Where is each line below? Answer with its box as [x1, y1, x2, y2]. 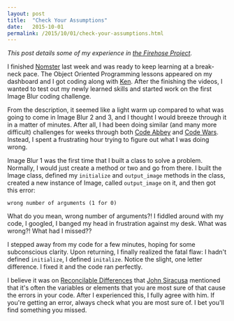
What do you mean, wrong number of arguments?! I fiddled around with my [7, 212, 224, 220]
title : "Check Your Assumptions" [7, 17, 108, 24]
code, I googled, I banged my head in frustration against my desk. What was [7, 220, 227, 228]
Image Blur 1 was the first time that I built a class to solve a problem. [7, 157, 203, 165]
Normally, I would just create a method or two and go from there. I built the [7, 164, 222, 172]
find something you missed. [7, 306, 87, 315]
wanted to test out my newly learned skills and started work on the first [7, 85, 212, 93]
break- [195, 62, 214, 71]
